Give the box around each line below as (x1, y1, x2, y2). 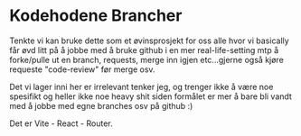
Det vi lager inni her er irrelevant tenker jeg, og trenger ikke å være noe (9, 81, 274, 92)
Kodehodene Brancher (9, 5, 183, 26)
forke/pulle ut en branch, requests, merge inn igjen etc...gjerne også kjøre (9, 54, 285, 65)
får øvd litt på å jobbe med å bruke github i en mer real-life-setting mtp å (9, 44, 279, 55)
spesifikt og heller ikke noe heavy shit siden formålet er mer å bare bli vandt (9, 91, 292, 102)
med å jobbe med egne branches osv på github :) (9, 100, 193, 111)
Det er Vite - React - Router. (9, 118, 113, 129)
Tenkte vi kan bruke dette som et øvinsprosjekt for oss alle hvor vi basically (9, 35, 289, 46)
